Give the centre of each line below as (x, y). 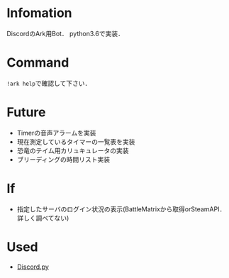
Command (38, 63)
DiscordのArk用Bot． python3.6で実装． (66, 33)
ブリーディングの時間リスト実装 (63, 159)
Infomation (39, 13)
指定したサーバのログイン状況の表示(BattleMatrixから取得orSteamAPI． (121, 209)
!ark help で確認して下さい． (49, 83)
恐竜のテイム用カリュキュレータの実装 (73, 150)
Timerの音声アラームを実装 (56, 133)
